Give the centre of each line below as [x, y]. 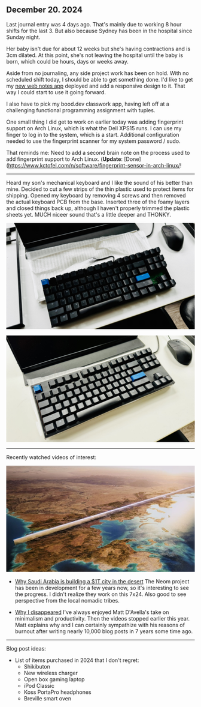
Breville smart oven [48, 699]
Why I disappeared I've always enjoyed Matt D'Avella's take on [92, 612]
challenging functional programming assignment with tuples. [81, 110]
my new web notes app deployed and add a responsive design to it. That [96, 86]
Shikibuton [37, 667]
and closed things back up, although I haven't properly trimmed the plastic [98, 208]
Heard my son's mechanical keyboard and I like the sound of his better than [99, 182]
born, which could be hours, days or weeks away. [67, 61]
